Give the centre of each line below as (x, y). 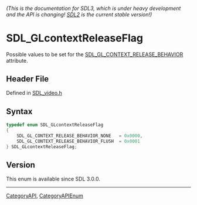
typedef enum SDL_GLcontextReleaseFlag (55, 125)
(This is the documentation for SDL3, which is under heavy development (94, 8)
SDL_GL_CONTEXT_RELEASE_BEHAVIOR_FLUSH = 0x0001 (79, 141)
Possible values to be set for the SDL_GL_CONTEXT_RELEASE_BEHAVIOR (95, 54)
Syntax (19, 111)
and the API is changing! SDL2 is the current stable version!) (79, 14)
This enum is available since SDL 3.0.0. (53, 179)
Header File (28, 79)
